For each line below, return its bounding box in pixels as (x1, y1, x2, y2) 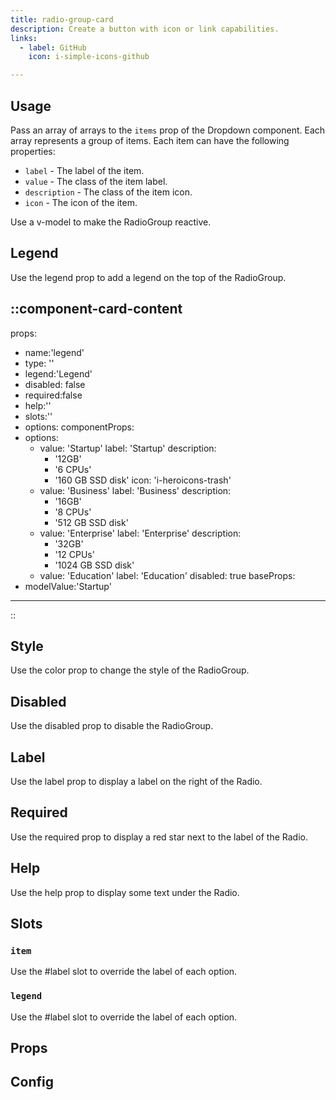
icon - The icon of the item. (24, 196, 138, 208)
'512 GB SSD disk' (54, 516, 129, 528)
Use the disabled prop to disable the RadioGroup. (10, 720, 214, 732)
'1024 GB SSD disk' (54, 559, 135, 571)
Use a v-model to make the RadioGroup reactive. (10, 216, 212, 228)
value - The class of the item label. (24, 175, 168, 187)
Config (10, 1074, 54, 1091)
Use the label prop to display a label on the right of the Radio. (10, 776, 263, 787)
